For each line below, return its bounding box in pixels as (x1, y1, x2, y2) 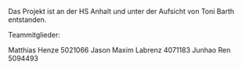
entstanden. (8, 15, 47, 24)
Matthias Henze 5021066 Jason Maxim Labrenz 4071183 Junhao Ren (8, 45, 231, 54)
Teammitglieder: (8, 31, 61, 39)
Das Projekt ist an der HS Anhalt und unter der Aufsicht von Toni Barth (8, 7, 235, 16)
